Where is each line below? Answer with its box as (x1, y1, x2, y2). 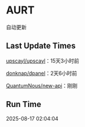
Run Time (6, 99, 42, 109)
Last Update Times (6, 41, 76, 51)
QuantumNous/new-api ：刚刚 (6, 82, 77, 89)
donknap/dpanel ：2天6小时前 (6, 70, 77, 77)
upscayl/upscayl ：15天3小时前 (6, 57, 80, 64)
